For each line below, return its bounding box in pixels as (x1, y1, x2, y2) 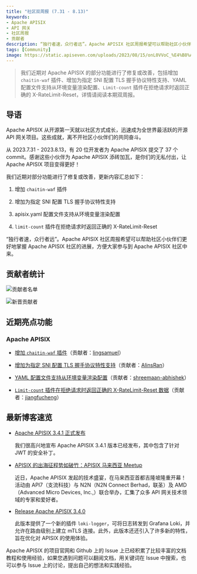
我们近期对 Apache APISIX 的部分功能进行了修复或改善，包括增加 (20, 69, 178, 76)
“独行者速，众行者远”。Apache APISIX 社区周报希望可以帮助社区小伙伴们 (6, 236, 182, 243)
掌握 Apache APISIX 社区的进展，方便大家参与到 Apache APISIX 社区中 (16, 243, 188, 250)
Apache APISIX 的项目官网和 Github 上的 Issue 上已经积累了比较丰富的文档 (6, 546, 186, 554)
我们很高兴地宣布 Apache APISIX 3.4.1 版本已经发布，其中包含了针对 (14, 441, 180, 449)
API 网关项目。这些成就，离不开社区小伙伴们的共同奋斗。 (6, 134, 145, 141)
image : (6, 52, 22, 58)
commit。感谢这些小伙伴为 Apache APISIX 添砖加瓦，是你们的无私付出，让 (6, 154, 187, 161)
